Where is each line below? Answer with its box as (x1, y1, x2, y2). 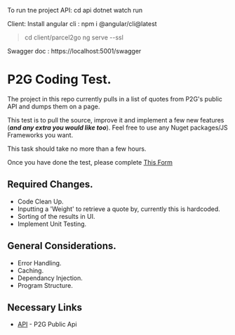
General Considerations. (7, 240, 117, 252)
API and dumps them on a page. (7, 102, 100, 110)
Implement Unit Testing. (17, 220, 87, 228)
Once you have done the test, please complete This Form (7, 158, 173, 166)
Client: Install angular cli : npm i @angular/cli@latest (7, 20, 157, 27)
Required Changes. (7, 179, 93, 191)
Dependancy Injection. (17, 274, 83, 282)
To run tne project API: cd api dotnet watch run (7, 6, 142, 14)
